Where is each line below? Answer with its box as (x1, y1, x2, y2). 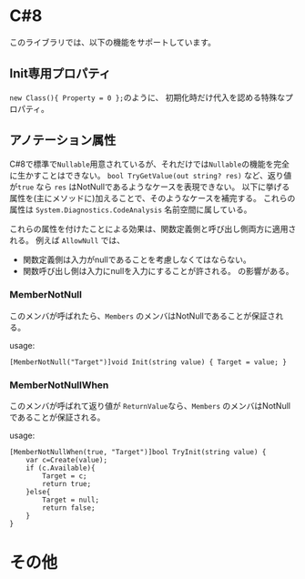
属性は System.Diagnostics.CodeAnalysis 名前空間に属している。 (9, 204, 252, 215)
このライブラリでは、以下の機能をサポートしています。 (9, 36, 217, 47)
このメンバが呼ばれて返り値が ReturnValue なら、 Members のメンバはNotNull (9, 401, 291, 411)
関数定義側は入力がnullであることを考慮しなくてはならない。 (22, 254, 252, 265)
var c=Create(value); (25, 456, 107, 465)
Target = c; (42, 472, 88, 481)
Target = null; (42, 495, 100, 505)
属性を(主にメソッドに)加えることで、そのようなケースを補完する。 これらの (9, 192, 296, 203)
